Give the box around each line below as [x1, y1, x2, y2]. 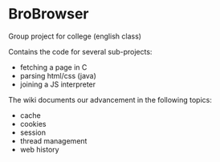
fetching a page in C [19, 62, 88, 72]
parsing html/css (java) [19, 71, 96, 80]
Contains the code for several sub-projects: [8, 47, 153, 56]
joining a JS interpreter [19, 79, 96, 89]
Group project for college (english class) [8, 31, 142, 41]
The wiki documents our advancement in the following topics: [8, 95, 213, 104]
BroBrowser [8, 5, 90, 23]
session [19, 128, 47, 137]
